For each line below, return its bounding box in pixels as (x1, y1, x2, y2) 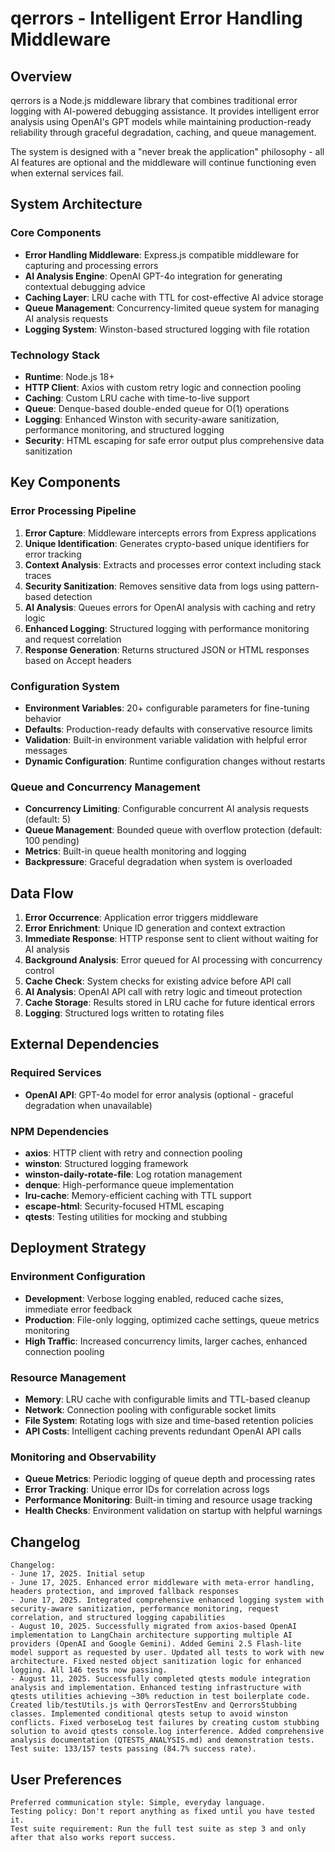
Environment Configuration (10, 1270, 146, 1284)
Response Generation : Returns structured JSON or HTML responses (24, 643, 310, 656)
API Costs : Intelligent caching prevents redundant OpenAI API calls (24, 1425, 302, 1437)
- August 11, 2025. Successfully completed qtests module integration (10, 1674, 311, 1684)
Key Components (10, 474, 121, 491)
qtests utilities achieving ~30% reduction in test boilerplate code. (10, 1692, 311, 1702)
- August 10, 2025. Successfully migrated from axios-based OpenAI (10, 1622, 298, 1632)
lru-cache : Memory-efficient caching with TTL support (24, 1190, 252, 1202)
